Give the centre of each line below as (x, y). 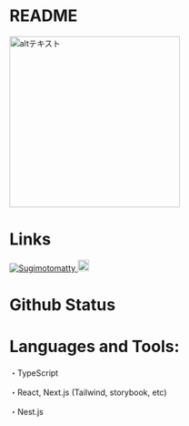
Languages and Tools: (94, 347)
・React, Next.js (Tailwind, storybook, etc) (88, 392)
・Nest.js (26, 412)
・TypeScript (34, 373)
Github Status (63, 305)
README (44, 16)
